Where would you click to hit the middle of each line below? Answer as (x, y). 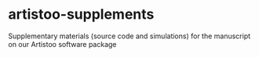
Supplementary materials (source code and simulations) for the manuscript (129, 36)
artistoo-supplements (81, 14)
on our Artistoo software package (62, 44)
